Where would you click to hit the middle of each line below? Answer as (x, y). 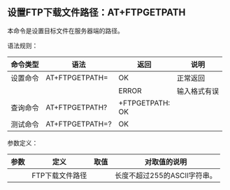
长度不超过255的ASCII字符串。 (166, 175)
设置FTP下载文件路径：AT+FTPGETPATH (96, 13)
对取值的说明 (166, 161)
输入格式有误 (198, 91)
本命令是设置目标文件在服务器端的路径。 (65, 31)
